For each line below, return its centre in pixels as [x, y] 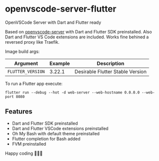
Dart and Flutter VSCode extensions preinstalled [60, 128]
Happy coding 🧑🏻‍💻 [24, 153]
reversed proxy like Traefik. [32, 42]
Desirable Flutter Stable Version [111, 71]
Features [19, 112]
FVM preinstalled [29, 144]
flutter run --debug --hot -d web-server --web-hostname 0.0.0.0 [72, 92]
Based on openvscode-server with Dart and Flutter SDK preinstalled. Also [79, 32]
